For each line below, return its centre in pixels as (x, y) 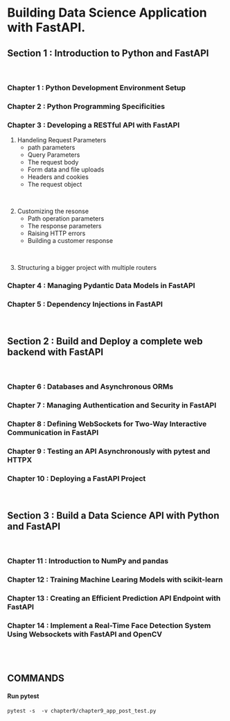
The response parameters (64, 226)
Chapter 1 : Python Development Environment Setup (96, 87)
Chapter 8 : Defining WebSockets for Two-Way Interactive (107, 423)
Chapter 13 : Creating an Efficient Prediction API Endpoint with (114, 598)
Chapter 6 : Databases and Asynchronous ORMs (90, 387)
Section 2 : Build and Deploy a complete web (105, 341)
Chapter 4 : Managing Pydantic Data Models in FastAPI (101, 286)
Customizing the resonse (53, 211)
